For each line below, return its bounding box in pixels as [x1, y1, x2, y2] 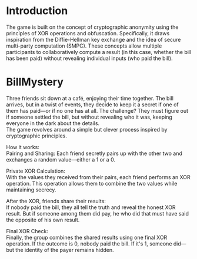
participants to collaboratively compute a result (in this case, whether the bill [6, 48, 192, 55]
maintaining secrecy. [6, 186, 56, 193]
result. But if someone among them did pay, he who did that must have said [6, 210, 189, 217]
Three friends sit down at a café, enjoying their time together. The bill [6, 95, 173, 102]
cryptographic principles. [6, 132, 68, 139]
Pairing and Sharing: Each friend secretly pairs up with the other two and [6, 150, 182, 157]
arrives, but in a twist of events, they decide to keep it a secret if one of [6, 101, 179, 108]
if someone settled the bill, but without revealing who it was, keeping [6, 113, 172, 120]
